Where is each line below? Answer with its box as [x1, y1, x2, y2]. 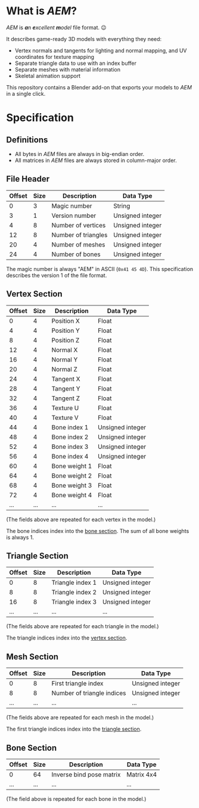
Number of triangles [51, 230, 108, 239]
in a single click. [6, 90, 46, 97]
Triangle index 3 [51, 598, 97, 606]
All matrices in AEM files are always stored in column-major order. [14, 157, 177, 164]
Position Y [51, 326, 80, 335]
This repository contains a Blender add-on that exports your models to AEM [6, 83, 192, 91]
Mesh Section [6, 651, 58, 662]
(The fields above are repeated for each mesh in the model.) [6, 714, 154, 721]
